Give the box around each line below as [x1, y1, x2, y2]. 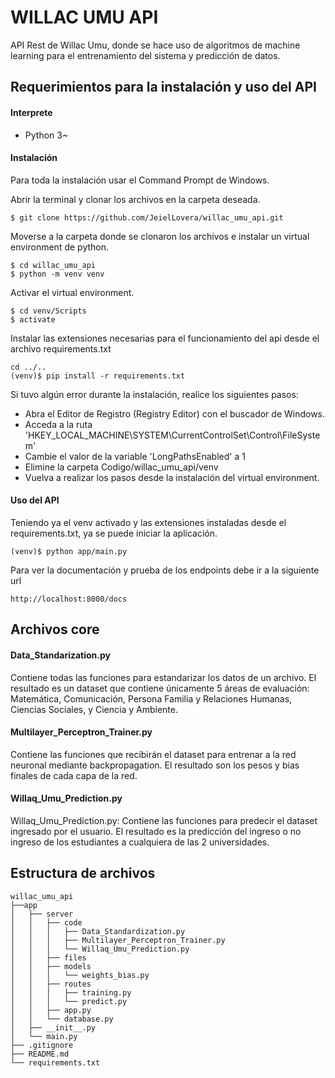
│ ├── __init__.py [10, 1022, 97, 1033]
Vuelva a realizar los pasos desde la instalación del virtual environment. [24, 471, 320, 483]
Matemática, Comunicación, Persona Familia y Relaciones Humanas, [10, 692, 293, 705]
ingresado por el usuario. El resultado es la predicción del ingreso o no [10, 825, 302, 837]
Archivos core [10, 621, 100, 638]
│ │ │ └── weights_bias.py [10, 970, 150, 980]
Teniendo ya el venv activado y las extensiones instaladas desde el [10, 516, 287, 528]
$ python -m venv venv [10, 269, 105, 279]
